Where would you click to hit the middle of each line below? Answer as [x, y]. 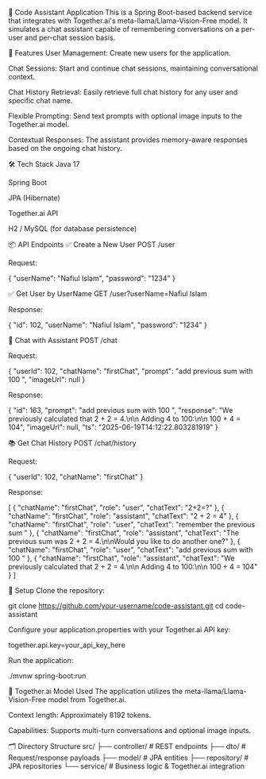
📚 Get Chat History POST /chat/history [72, 443]
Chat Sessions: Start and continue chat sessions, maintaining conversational [133, 68]
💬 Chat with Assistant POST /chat [63, 340]
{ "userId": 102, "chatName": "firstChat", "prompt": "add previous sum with [131, 371]
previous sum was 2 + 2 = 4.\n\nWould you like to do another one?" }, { [124, 541]
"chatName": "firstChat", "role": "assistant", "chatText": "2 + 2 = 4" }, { [123, 516]
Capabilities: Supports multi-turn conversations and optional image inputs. [130, 730]
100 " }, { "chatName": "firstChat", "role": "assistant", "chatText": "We [121, 558]
